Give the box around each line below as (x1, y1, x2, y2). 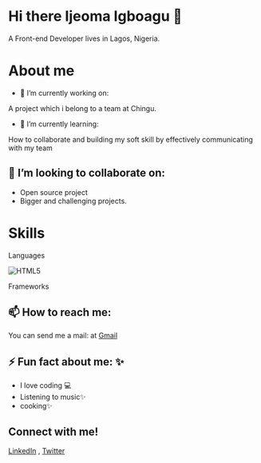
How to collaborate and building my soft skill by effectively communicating (8, 134, 253, 144)
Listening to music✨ (19, 392, 86, 402)
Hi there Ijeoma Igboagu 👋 (8, 7, 183, 26)
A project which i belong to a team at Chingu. (8, 103, 157, 113)
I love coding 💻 (19, 381, 72, 390)
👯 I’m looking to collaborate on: (8, 166, 166, 180)
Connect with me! (8, 425, 99, 438)
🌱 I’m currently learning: (19, 119, 99, 129)
